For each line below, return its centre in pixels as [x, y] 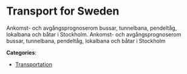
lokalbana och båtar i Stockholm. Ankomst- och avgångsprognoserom [94, 34]
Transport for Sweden [63, 11]
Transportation [34, 64]
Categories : [22, 52]
